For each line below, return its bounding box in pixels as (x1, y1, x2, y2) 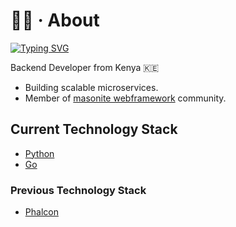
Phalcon (24, 206, 59, 218)
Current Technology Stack (10, 121, 178, 138)
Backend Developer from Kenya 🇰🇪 (10, 61, 160, 73)
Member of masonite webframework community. (24, 92, 227, 104)
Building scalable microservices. (24, 81, 159, 93)
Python (24, 147, 55, 159)
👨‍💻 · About (10, 9, 100, 32)
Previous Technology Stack (10, 183, 147, 197)
